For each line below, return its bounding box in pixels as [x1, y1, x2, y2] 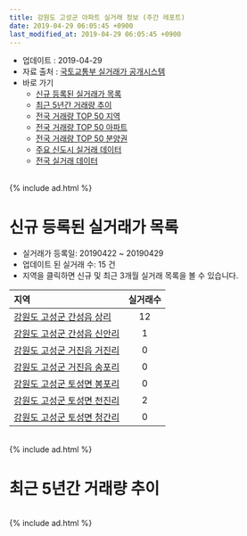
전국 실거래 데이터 [35, 155, 98, 166]
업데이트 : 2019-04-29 [21, 55, 103, 66]
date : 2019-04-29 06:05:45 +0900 [9, 21, 134, 30]
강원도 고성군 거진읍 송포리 [13, 361, 120, 374]
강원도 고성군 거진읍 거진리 [13, 344, 120, 357]
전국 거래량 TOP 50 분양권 [35, 133, 128, 144]
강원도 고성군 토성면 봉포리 [13, 378, 120, 391]
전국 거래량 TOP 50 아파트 [35, 122, 128, 133]
